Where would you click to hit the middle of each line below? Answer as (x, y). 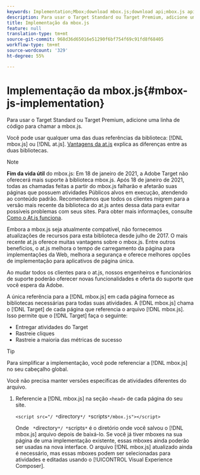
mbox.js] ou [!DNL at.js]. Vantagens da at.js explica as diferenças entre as (97, 144)
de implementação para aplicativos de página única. (71, 261)
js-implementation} (56, 103)
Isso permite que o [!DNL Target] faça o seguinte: (67, 315)
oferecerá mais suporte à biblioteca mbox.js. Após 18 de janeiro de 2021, (96, 180)
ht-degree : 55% (26, 56)
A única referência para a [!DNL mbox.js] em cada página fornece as (91, 296)
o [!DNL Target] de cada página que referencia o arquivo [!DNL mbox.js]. (96, 309)
